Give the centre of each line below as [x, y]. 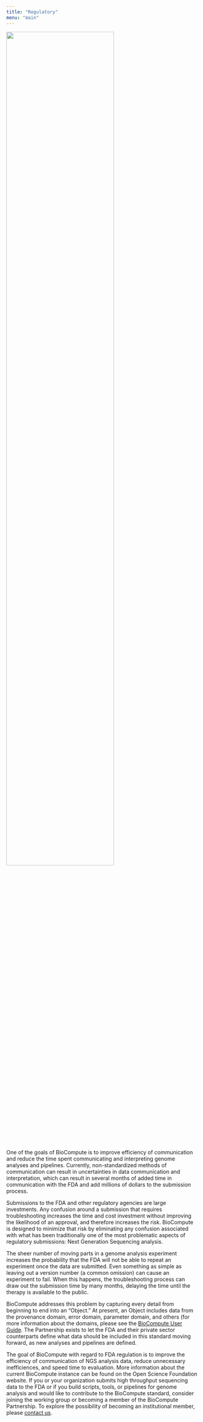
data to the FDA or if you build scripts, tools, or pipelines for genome [92, 1387]
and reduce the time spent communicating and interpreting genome [91, 1159]
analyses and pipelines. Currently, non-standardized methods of [87, 1165]
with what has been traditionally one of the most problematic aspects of [96, 1235]
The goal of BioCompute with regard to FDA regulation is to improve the [96, 1354]
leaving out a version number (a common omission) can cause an [88, 1272]
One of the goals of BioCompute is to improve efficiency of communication [100, 1152]
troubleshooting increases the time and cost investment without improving [99, 1216]
